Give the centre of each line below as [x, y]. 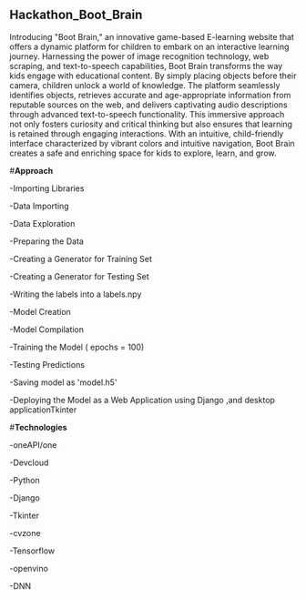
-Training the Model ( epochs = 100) [77, 347]
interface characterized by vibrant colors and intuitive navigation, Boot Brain [153, 143]
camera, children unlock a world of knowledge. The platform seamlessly [145, 85]
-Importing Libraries [47, 188]
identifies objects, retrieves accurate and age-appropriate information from [150, 95]
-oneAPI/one [33, 444]
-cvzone [25, 533]
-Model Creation [40, 311]
